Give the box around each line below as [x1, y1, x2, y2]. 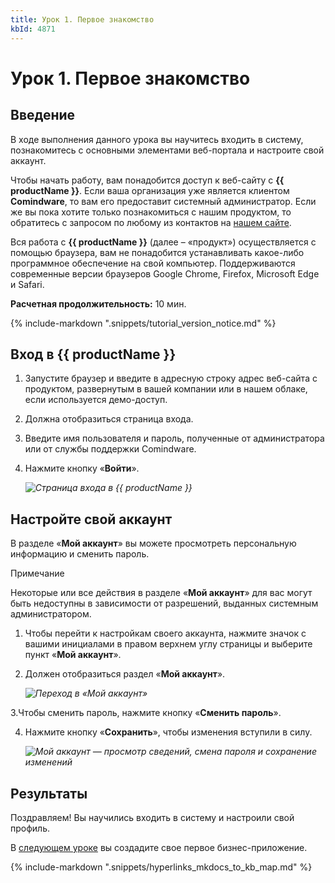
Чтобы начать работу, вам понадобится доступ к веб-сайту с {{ [10, 174, 285, 186]
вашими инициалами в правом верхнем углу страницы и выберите [24, 638, 313, 650]
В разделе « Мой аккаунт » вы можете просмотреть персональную [10, 537, 297, 550]
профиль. [10, 822, 50, 834]
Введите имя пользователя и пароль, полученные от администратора [24, 432, 325, 445]
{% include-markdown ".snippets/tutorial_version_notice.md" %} [10, 317, 277, 329]
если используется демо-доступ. [24, 394, 168, 406]
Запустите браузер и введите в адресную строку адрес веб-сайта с [24, 372, 318, 385]
